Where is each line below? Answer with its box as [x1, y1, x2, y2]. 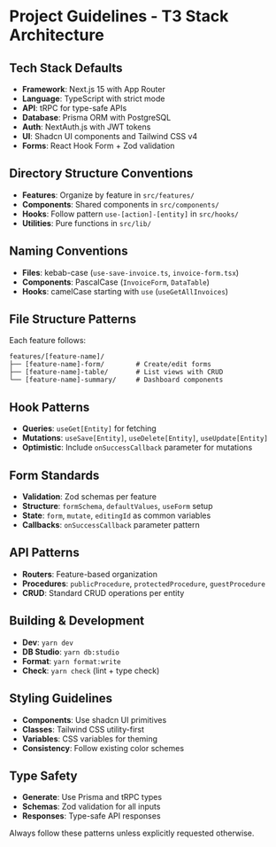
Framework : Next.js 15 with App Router [21, 84, 165, 94]
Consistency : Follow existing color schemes [21, 742, 184, 753]
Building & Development [9, 614, 144, 629]
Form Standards [9, 467, 100, 482]
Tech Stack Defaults [9, 60, 123, 75]
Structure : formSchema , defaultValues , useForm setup [21, 501, 213, 512]
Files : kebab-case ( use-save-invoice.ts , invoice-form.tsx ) [21, 267, 240, 278]
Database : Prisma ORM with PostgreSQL [21, 113, 172, 122]
